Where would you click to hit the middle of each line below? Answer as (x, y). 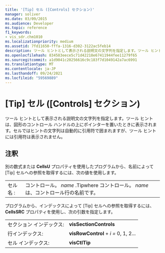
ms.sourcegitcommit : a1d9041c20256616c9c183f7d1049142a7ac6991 (71, 60)
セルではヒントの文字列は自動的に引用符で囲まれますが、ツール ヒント (85, 130)
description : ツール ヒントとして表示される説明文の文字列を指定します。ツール (77, 51)
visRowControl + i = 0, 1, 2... (102, 233)
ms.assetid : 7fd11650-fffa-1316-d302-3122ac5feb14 (58, 46)
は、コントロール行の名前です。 (62, 193)
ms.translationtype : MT (29, 64)
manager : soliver (23, 14)
